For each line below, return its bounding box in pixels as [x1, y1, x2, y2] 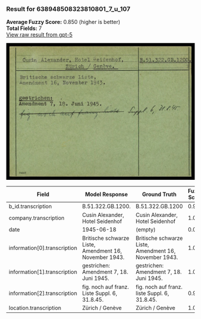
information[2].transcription [8, 290, 78, 297]
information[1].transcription [8, 269, 78, 276]
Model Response [84, 191, 128, 198]
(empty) [135, 226, 156, 233]
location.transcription [8, 305, 62, 312]
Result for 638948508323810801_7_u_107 [6, 5, 130, 13]
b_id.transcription [8, 203, 52, 210]
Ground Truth [142, 191, 176, 198]
